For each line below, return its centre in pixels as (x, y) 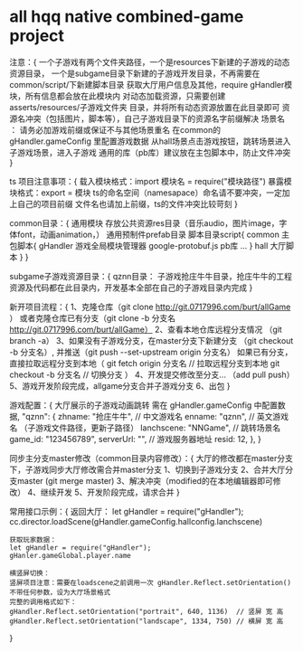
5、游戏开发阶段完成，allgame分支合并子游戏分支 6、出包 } (120, 385)
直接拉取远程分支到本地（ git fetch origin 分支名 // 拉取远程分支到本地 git (145, 363)
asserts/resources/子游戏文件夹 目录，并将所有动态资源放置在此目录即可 (145, 107)
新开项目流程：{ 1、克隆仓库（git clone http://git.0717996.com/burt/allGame (150, 307)
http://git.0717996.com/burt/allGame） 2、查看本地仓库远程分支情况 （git (146, 329)
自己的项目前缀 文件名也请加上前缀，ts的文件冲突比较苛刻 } (127, 203)
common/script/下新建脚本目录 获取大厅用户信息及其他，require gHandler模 (151, 84)
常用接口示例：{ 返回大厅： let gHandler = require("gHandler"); (127, 511)
